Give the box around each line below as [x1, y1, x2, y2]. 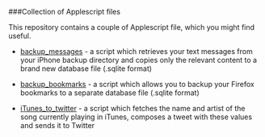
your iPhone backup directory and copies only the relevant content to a [19, 56, 257, 64]
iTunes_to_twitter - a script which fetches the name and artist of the [19, 104, 246, 113]
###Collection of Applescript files [8, 7, 121, 16]
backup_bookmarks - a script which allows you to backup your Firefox [19, 80, 254, 89]
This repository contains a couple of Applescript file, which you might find [8, 23, 255, 31]
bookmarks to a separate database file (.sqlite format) [19, 88, 200, 98]
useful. [8, 31, 32, 40]
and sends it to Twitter [19, 121, 95, 130]
